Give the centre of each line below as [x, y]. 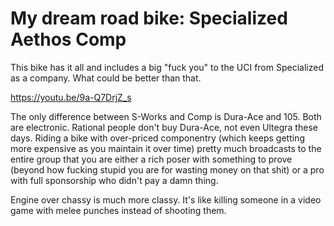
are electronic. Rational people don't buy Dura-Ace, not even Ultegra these [164, 127]
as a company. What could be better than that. [106, 78]
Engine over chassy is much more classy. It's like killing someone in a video [166, 199]
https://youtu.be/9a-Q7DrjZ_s [71, 97]
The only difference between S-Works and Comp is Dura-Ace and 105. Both [166, 116]
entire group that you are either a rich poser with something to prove [151, 159]
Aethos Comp [68, 39]
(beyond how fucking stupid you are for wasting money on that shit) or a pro [167, 169]
